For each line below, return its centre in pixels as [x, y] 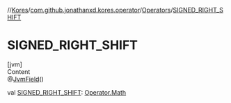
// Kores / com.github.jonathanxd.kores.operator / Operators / [90, 10]
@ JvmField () [25, 79]
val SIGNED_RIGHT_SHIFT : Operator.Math [67, 92]
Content [19, 71]
